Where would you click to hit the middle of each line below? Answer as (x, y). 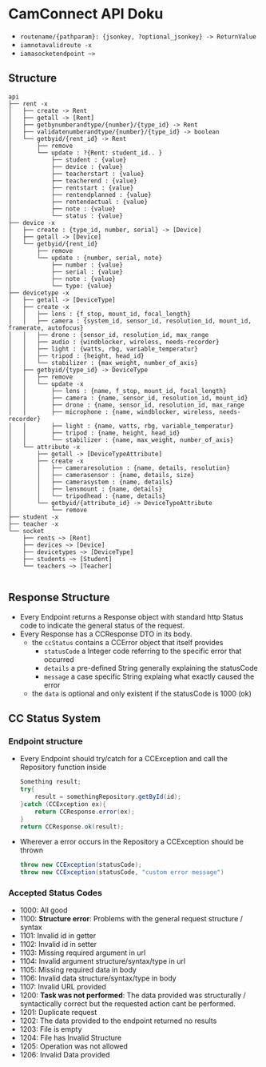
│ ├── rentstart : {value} (71, 188)
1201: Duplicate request (58, 1013)
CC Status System (55, 718)
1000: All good (44, 910)
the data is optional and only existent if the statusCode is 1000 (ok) (141, 693)
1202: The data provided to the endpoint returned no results (118, 1021)
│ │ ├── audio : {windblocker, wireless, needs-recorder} (114, 342)
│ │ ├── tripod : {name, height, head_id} (94, 433)
